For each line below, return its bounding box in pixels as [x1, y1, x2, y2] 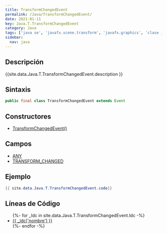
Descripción [5, 58, 44, 66]
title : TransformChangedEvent [5, 7, 68, 12]
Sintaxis [5, 85, 31, 94]
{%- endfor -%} [12, 223, 45, 229]
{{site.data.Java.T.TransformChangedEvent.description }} [5, 71, 123, 77]
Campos [5, 140, 32, 148]
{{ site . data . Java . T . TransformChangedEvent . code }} [5, 185, 112, 191]
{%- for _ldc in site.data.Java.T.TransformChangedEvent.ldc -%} [12, 213, 145, 219]
